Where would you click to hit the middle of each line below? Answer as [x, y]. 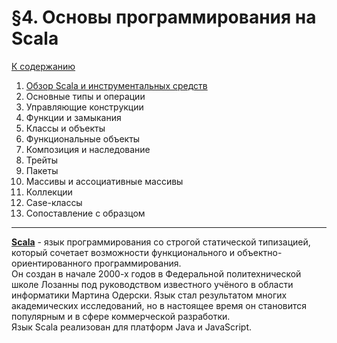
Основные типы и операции [85, 96]
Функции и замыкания [73, 117]
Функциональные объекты [83, 138]
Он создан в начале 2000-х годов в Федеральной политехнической [156, 273]
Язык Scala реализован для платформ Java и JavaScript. [132, 327]
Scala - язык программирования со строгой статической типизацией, [161, 242]
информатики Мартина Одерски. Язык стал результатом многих [149, 295]
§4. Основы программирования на [164, 17]
